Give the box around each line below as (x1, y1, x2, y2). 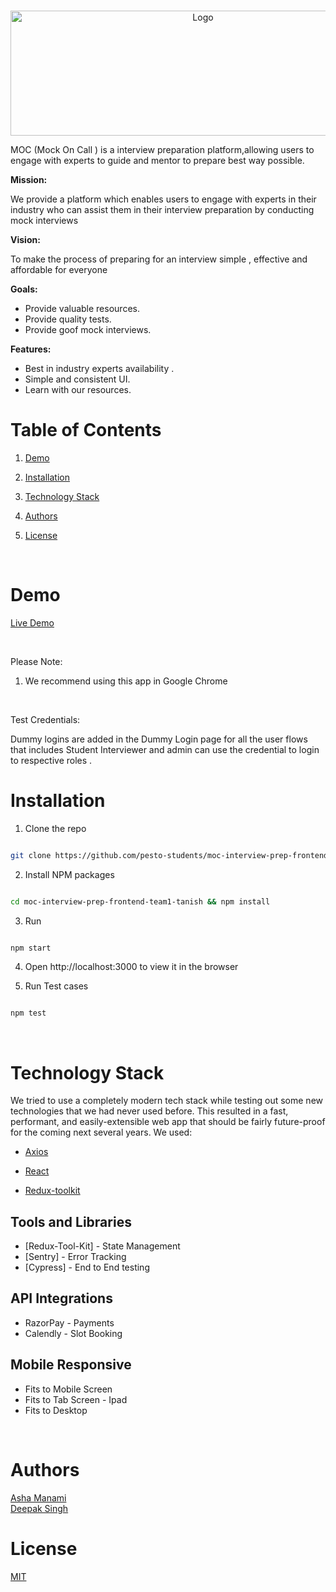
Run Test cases (24, 980, 89, 992)
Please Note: (10, 655, 63, 667)
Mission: (10, 174, 48, 185)
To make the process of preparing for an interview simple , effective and (10, 253, 308, 265)
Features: (10, 343, 52, 355)
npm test (10, 1008, 47, 1019)
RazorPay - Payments (24, 1316, 115, 1329)
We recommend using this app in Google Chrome (24, 675, 228, 687)
